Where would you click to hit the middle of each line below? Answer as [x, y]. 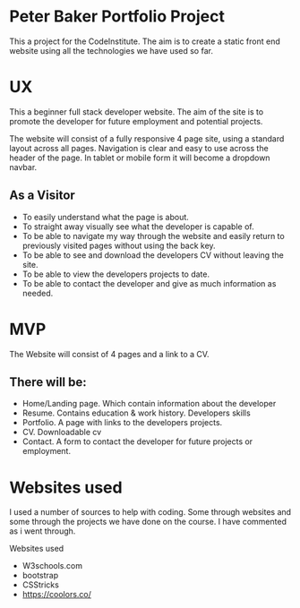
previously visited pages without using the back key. [119, 245]
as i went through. [43, 531]
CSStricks [41, 585]
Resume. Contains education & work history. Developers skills [136, 413]
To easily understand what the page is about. [106, 217]
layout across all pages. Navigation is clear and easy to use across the [139, 148]
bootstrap [40, 576]
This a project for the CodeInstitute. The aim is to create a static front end [145, 41]
